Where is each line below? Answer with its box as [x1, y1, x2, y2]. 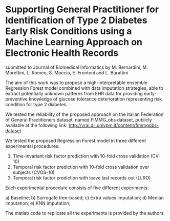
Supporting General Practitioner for [5, 4, 159, 15]
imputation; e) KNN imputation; [5, 200, 71, 206]
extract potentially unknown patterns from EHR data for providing [5, 90, 143, 96]
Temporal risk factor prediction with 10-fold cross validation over [12, 164, 150, 170]
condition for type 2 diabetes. [5, 101, 68, 107]
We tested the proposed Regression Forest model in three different [5, 137, 146, 144]
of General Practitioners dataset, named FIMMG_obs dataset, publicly [5, 116, 152, 123]
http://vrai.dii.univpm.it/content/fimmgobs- [68, 122, 159, 128]
